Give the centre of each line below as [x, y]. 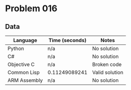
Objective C [21, 64]
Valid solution [108, 72]
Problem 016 [31, 9]
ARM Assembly [25, 80]
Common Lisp [24, 72]
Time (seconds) [67, 40]
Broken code [107, 64]
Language [25, 40]
